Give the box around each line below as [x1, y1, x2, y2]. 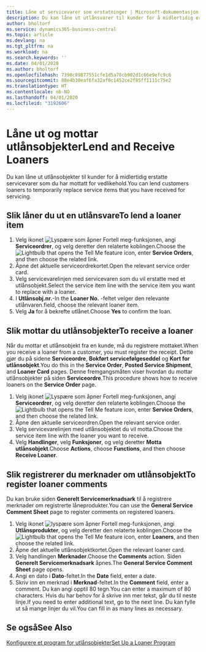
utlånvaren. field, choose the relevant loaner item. [15, 301, 139, 309]
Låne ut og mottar [6, 126, 99, 140]
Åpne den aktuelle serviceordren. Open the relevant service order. [15, 419, 181, 426]
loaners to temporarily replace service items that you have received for [6, 186, 186, 193]
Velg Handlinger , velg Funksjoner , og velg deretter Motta [15, 439, 162, 446]
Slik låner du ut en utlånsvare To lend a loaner [6, 210, 181, 221]
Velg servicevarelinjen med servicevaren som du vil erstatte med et [15, 275, 186, 283]
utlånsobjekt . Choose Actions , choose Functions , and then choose [15, 445, 186, 453]
